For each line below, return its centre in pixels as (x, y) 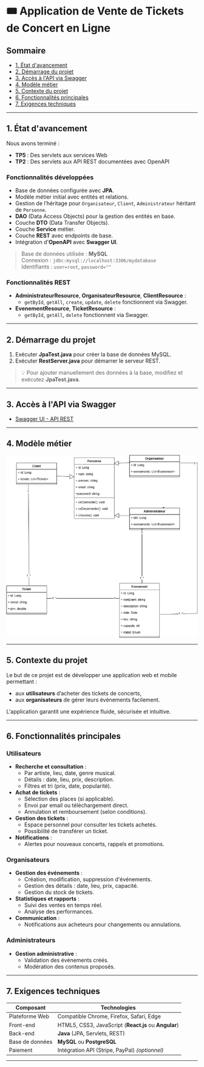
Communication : (37, 918)
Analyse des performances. (59, 912)
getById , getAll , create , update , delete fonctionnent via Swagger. (106, 302)
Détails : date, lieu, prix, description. (69, 780)
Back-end (22, 1033)
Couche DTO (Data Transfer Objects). (62, 223)
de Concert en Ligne (59, 28)
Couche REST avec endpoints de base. (64, 236)
